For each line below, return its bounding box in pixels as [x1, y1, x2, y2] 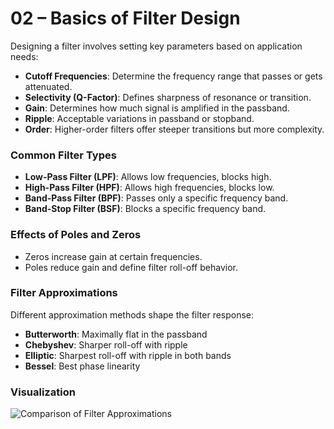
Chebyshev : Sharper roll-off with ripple [24, 338, 188, 351]
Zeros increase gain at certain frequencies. [24, 250, 203, 262]
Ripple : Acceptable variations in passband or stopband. [24, 112, 255, 124]
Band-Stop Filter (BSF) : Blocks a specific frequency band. [24, 203, 267, 215]
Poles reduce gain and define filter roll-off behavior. [24, 261, 238, 273]
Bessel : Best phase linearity [24, 360, 141, 372]
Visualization [10, 385, 76, 399]
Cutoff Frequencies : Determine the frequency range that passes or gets [24, 70, 323, 82]
